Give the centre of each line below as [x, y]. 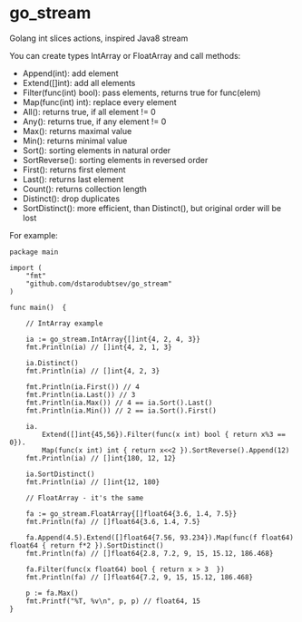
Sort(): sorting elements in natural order [97, 150]
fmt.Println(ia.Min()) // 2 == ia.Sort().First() [122, 411]
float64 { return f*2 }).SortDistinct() [87, 545]
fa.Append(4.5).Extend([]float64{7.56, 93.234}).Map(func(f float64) [160, 538]
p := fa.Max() [52, 593]
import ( [26, 267]
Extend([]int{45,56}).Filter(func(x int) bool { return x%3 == [164, 434]
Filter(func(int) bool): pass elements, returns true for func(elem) [141, 92]
